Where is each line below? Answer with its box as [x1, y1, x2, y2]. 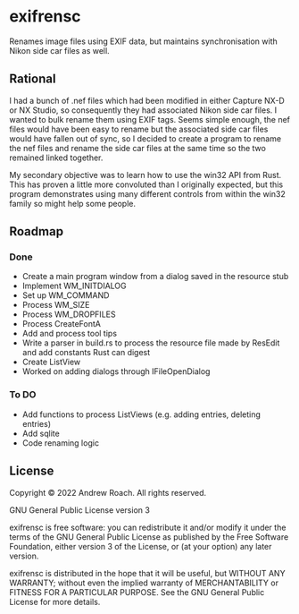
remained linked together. [9, 152, 104, 163]
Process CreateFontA [21, 319, 101, 329]
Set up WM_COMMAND [21, 290, 110, 301]
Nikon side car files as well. [9, 45, 110, 55]
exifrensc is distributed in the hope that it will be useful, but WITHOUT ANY [9, 567, 286, 578]
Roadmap [9, 224, 64, 239]
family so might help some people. [9, 198, 137, 209]
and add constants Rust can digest [21, 347, 151, 358]
